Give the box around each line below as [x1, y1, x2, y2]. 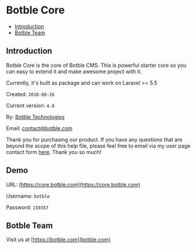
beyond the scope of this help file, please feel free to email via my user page [6, 142, 191, 149]
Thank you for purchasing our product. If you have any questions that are [6, 136, 183, 143]
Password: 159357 [6, 203, 49, 211]
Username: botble [6, 192, 50, 199]
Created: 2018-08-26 [6, 90, 55, 97]
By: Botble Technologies [6, 113, 65, 120]
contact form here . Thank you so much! [6, 148, 101, 155]
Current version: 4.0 [6, 102, 54, 109]
